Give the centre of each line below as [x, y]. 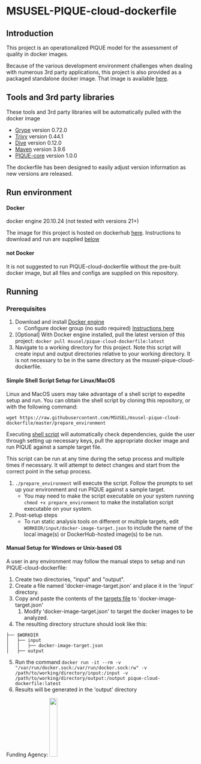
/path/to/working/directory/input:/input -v [71, 673]
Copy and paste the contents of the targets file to [76, 598]
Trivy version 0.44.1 [39, 136]
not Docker [20, 253]
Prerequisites [26, 309]
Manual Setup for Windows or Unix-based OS [64, 548]
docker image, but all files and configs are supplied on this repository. [92, 273]
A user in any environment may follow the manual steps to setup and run [96, 561]
